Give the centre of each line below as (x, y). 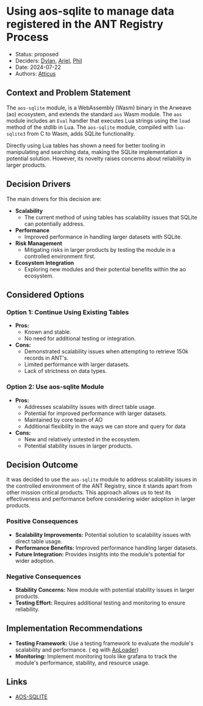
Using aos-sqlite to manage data (91, 11)
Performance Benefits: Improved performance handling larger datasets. (106, 548)
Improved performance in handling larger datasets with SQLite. (103, 237)
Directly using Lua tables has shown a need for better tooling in (86, 145)
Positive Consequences (42, 521)
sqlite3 (16, 134)
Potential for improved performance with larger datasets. (95, 413)
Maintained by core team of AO (63, 419)
